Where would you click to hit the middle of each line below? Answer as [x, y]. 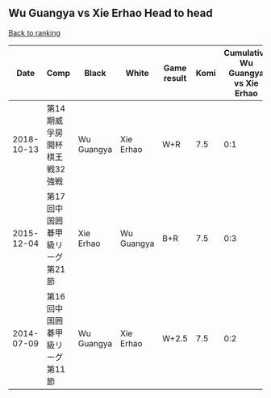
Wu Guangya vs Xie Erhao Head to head [110, 13]
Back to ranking [34, 32]
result [175, 78]
